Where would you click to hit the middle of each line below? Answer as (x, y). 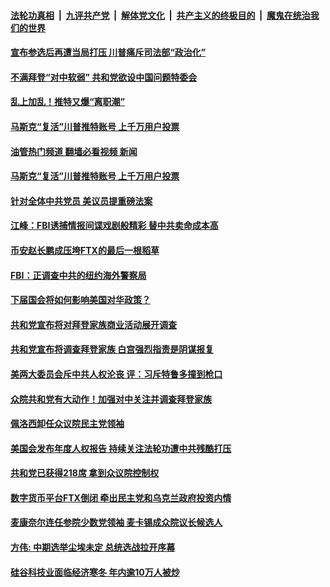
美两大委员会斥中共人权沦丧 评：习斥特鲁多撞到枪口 (116, 374)
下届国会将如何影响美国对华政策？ (80, 300)
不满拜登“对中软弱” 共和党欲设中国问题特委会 (104, 77)
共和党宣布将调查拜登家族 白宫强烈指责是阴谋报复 (112, 349)
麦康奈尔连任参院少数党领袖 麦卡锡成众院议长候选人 (116, 522)
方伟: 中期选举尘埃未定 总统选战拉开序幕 (93, 547)
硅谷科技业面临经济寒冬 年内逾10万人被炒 (95, 572)
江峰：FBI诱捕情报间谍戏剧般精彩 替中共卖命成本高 (114, 226)
